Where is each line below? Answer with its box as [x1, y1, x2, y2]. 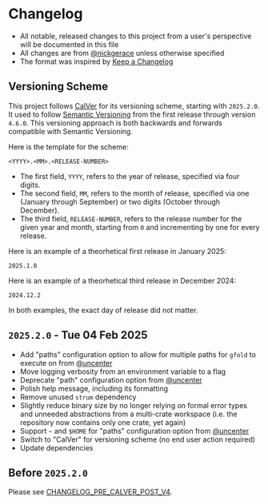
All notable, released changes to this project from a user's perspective [19, 31, 252, 41]
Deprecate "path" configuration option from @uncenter [19, 375, 202, 384]
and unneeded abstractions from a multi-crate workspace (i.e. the [19, 409, 238, 419]
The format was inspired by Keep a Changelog [19, 57, 174, 66]
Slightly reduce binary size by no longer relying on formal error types [19, 400, 248, 410]
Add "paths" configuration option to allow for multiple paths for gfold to [19, 349, 256, 359]
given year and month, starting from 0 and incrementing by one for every [19, 222, 260, 232]
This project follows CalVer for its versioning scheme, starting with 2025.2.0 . [8, 101, 260, 110]
